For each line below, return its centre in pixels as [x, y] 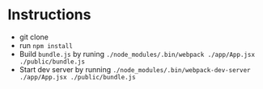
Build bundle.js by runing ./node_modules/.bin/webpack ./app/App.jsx [137, 54]
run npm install [46, 45]
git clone [34, 37]
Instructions [49, 15]
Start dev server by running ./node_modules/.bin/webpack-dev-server [135, 69]
